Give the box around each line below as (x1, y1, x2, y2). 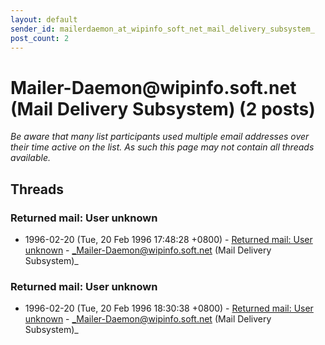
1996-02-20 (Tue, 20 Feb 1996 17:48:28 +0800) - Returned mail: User (24, 234, 313, 245)
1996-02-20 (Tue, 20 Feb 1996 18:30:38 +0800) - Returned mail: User (24, 302, 314, 315)
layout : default (10, 14, 78, 25)
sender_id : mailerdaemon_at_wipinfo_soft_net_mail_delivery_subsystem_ (10, 24, 315, 34)
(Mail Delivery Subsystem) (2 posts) (10, 97, 316, 120)
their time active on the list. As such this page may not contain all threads (10, 141, 315, 153)
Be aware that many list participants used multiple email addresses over (10, 131, 310, 143)
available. (10, 152, 52, 164)
